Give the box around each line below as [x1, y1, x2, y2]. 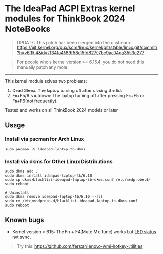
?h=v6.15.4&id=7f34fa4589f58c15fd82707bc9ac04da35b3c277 [16, 49, 145, 56]
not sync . [12, 234, 31, 239]
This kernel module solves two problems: [5, 78, 87, 84]
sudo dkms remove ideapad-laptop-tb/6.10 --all [5, 194, 103, 199]
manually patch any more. [16, 64, 69, 70]
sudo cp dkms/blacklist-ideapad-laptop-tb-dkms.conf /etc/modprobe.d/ [5, 177, 151, 182]
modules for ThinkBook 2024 [5, 13, 125, 24]
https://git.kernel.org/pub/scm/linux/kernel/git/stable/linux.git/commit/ [16, 45, 158, 50]
